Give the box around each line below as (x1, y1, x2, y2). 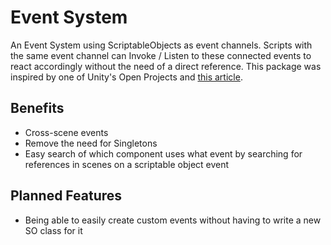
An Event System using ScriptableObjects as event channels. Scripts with (10, 39, 313, 51)
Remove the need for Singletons (24, 137, 158, 149)
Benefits (10, 100, 65, 117)
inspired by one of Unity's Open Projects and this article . (10, 71, 243, 83)
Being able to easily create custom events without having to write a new (24, 214, 322, 226)
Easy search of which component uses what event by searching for (24, 147, 303, 160)
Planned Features (10, 187, 123, 205)
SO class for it (24, 224, 83, 236)
